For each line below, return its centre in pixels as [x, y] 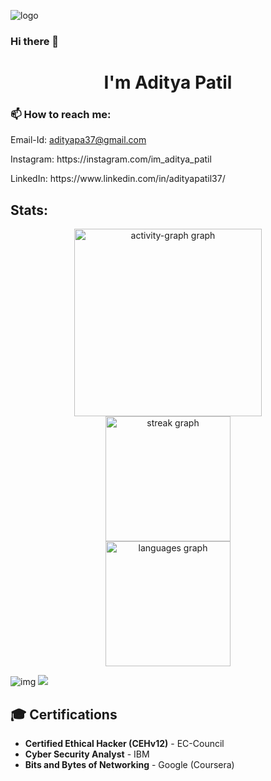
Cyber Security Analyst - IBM [87, 754]
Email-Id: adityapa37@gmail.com [78, 140]
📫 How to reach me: [61, 115]
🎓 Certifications [64, 714]
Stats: [29, 210]
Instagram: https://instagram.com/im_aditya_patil [111, 159]
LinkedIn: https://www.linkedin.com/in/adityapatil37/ [118, 179]
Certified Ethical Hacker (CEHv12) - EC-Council [124, 744]
